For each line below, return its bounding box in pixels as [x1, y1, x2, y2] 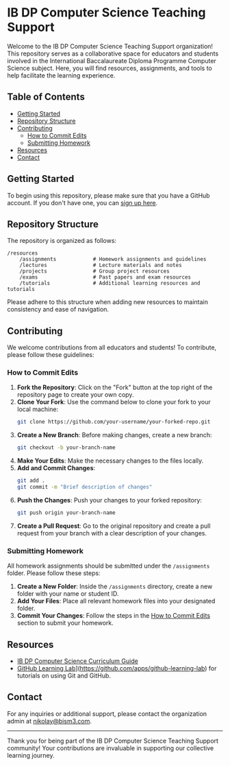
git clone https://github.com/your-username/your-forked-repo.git [16, 419, 211, 426]
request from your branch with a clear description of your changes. [16, 529, 207, 537]
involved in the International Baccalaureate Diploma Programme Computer [7, 56, 217, 65]
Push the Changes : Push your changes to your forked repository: [16, 496, 202, 504]
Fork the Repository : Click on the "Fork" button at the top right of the [16, 383, 213, 392]
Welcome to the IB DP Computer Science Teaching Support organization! [7, 42, 214, 50]
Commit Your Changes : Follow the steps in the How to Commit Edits [16, 612, 211, 620]
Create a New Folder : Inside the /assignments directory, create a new [16, 582, 213, 591]
